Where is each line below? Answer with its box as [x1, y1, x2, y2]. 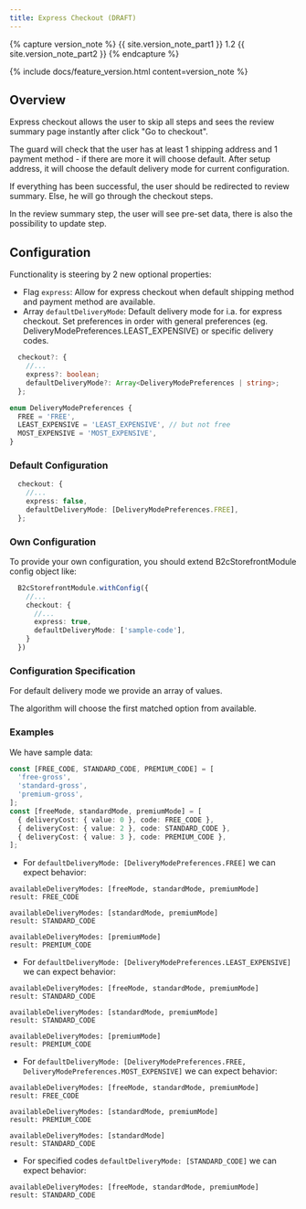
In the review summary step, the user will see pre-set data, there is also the [9, 208, 293, 219]
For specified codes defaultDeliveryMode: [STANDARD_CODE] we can [22, 1155, 277, 1166]
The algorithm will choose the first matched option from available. [9, 703, 258, 714]
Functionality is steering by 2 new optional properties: [9, 269, 212, 280]
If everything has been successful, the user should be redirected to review [9, 181, 290, 192]
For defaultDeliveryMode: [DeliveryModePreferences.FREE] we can [22, 857, 276, 868]
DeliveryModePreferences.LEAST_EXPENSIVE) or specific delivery [22, 325, 274, 336]
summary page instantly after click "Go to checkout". [9, 126, 208, 137]
